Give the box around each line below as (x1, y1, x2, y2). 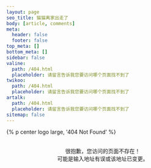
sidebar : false (6, 55, 45, 61)
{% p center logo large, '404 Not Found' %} (6, 128, 116, 136)
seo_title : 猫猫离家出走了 (6, 15, 69, 21)
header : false (12, 32, 48, 38)
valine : (6, 60, 26, 66)
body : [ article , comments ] (6, 20, 75, 26)
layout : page (6, 9, 40, 15)
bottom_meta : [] (6, 49, 48, 55)
